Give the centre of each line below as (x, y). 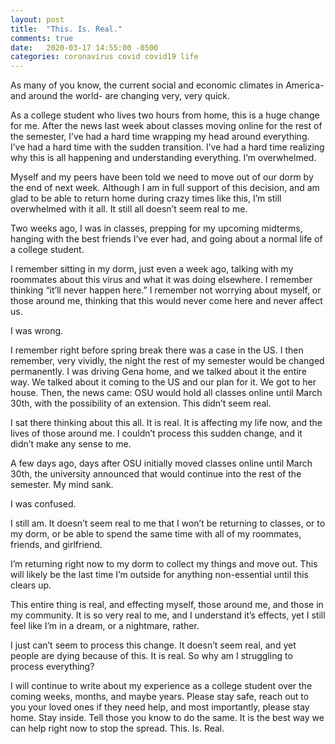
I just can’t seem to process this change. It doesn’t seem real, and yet (153, 645)
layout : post (37, 19)
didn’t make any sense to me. (71, 444)
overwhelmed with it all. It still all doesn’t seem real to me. (129, 209)
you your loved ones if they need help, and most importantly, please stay (160, 707)
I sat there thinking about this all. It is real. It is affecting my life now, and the (166, 423)
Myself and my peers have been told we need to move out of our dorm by (162, 177)
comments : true (42, 38)
